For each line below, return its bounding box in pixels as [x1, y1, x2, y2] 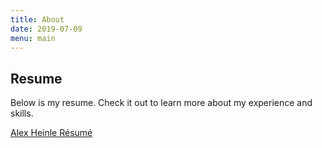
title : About [10, 14, 65, 25]
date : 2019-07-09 [10, 24, 83, 34]
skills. [10, 107, 34, 120]
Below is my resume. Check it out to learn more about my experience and [10, 97, 313, 109]
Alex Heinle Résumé [10, 127, 93, 139]
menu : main [10, 33, 56, 43]
